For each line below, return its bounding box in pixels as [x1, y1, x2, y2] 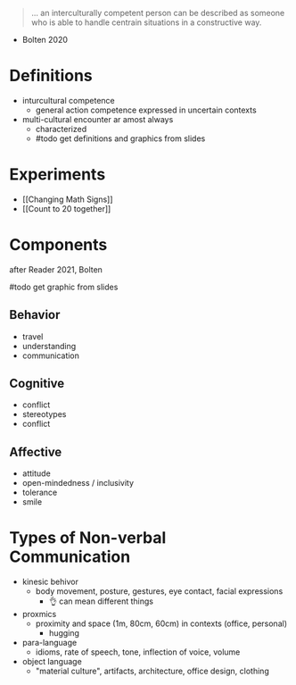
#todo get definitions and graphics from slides [35, 133, 206, 144]
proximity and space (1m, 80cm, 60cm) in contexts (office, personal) [35, 618, 288, 629]
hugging [48, 628, 80, 639]
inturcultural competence [21, 95, 115, 105]
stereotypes [21, 409, 67, 420]
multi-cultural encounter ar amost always [21, 113, 174, 124]
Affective [9, 444, 62, 459]
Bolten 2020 [21, 35, 69, 45]
